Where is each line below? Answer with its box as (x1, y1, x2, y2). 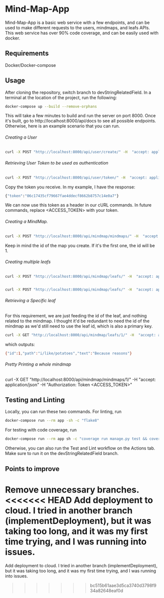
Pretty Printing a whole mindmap (5, 361, 72, 367)
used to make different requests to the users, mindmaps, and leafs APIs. (5, 24, 150, 30)
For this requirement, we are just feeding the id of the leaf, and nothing (5, 312, 147, 318)
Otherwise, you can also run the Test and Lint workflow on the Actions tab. (5, 445, 155, 451)
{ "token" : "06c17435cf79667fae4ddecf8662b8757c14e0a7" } (5, 193, 119, 198)
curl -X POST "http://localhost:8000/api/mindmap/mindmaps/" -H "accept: (5, 233, 161, 239)
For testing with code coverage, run (5, 427, 77, 433)
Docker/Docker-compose (5, 62, 56, 68)
